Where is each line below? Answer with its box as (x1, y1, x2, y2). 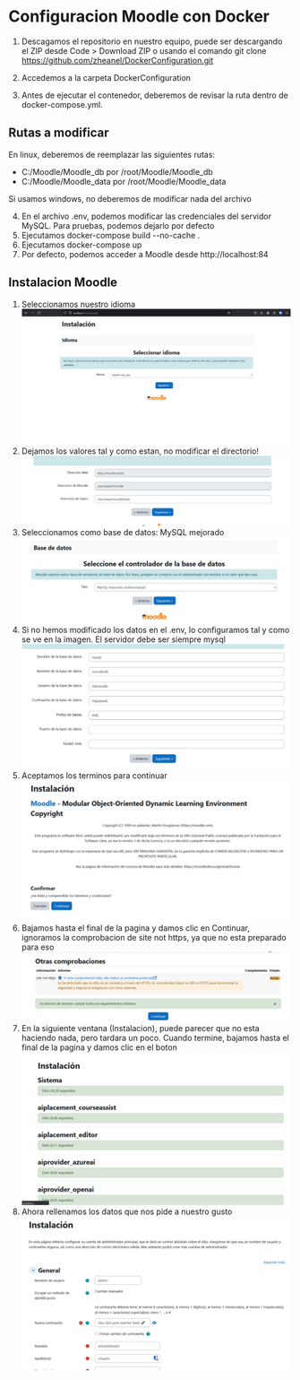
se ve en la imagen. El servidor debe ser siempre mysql (21, 634, 226, 645)
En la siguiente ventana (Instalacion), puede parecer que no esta (21, 1023, 261, 1034)
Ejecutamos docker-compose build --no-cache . (21, 230, 201, 240)
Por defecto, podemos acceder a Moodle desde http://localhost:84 (21, 248, 270, 259)
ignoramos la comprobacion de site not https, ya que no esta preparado (21, 933, 287, 943)
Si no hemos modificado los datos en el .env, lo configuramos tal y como (21, 625, 290, 636)
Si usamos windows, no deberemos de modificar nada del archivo (8, 193, 252, 204)
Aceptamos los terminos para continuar (21, 769, 167, 781)
